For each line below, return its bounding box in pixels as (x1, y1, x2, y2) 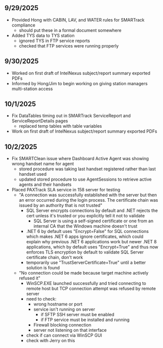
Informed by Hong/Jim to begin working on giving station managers (11, 80, 148, 86)
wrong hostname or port (33, 301, 82, 307)
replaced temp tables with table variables (19, 123, 102, 129)
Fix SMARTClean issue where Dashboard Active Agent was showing (11, 156, 149, 162)
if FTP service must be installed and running (41, 317, 130, 323)
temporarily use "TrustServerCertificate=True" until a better (26, 259, 146, 266)
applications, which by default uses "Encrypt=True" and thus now (26, 244, 159, 250)
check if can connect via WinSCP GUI (26, 332, 102, 338)
